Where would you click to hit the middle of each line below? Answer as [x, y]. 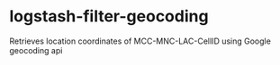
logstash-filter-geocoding [109, 16]
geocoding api [36, 50]
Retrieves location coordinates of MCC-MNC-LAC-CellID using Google [140, 41]
